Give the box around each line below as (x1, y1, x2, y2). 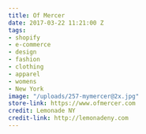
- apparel (8, 70, 41, 78)
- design (8, 48, 37, 56)
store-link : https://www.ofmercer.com (8, 99, 136, 107)
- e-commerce (8, 41, 51, 49)
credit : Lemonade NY (8, 107, 77, 115)
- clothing (8, 63, 44, 71)
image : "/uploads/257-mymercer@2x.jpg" (8, 92, 140, 100)
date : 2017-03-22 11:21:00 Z (8, 19, 104, 27)
